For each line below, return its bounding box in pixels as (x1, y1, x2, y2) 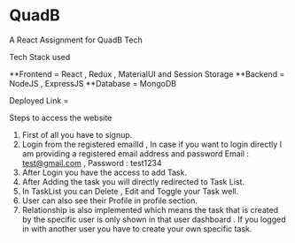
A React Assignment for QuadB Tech (9, 34, 144, 45)
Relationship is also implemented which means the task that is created (21, 204, 279, 215)
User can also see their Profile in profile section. (21, 195, 198, 206)
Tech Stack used (9, 51, 71, 62)
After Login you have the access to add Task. (21, 167, 188, 178)
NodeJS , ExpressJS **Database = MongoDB (9, 78, 177, 88)
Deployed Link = (9, 95, 69, 106)
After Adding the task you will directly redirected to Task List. (21, 176, 245, 186)
